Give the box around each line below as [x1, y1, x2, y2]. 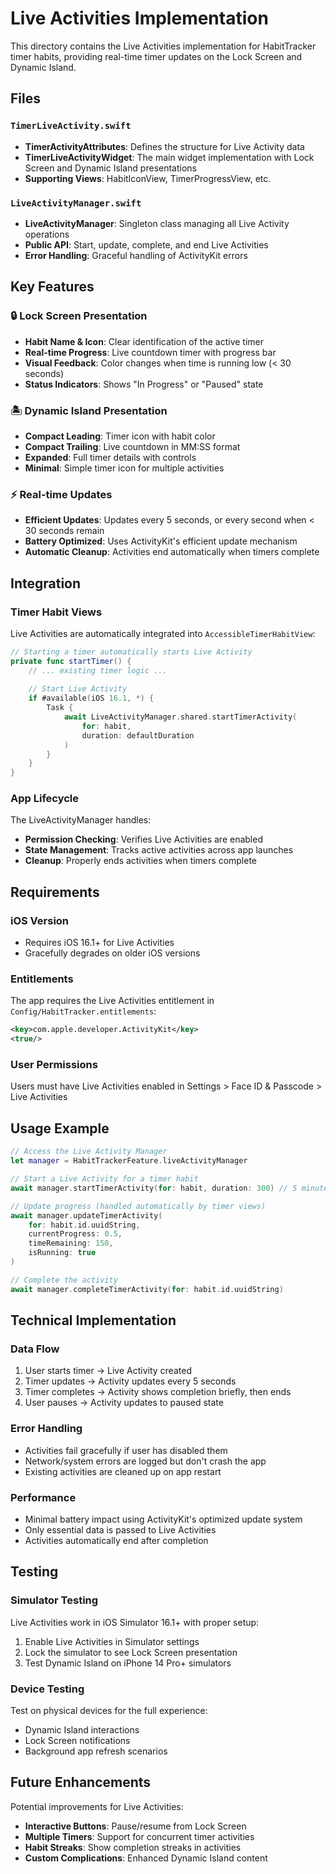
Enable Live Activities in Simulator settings [24, 1635, 200, 1647]
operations [24, 228, 70, 240]
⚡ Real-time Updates [10, 487, 113, 501]
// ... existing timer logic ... [28, 665, 168, 676]
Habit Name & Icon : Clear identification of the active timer [24, 335, 265, 347]
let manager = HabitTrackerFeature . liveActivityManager [10, 1156, 248, 1166]
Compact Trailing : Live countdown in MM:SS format [24, 440, 241, 452]
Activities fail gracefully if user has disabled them [24, 1444, 228, 1456]
